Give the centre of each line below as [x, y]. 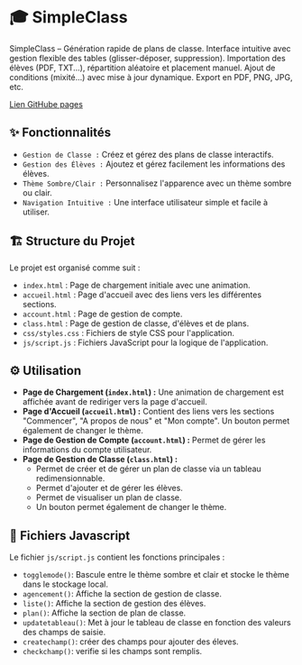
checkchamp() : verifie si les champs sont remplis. [112, 651]
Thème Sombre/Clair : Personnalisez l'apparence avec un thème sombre [157, 183]
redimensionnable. [70, 478]
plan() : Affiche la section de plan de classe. [104, 613]
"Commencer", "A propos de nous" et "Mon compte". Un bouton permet [156, 421]
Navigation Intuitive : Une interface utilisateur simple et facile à [145, 202]
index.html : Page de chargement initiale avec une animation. [136, 285]
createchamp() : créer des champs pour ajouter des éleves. [130, 642]
